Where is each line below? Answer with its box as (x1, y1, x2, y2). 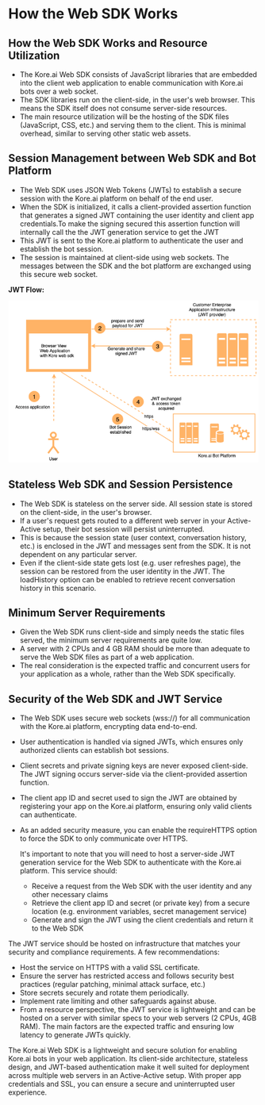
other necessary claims (31, 890, 109, 900)
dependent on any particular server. (19, 549, 137, 559)
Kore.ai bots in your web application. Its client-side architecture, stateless (8, 1054, 248, 1064)
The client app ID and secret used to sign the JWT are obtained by (19, 793, 237, 803)
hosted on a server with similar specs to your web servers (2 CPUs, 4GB (19, 1013, 257, 1023)
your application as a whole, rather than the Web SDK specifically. (19, 670, 236, 679)
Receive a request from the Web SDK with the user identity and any (31, 881, 252, 891)
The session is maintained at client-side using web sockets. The (19, 252, 229, 262)
